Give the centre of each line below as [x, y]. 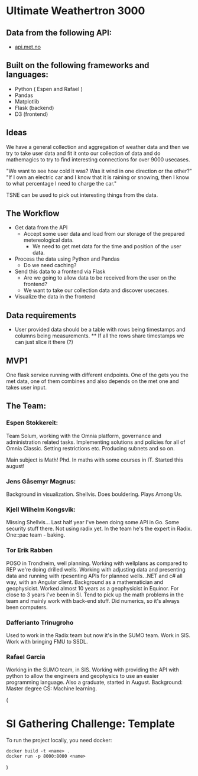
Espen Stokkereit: [32, 423]
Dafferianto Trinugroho [40, 622]
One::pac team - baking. [36, 535]
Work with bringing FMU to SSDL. [47, 641]
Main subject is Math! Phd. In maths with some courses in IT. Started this [95, 460]
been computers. [27, 607]
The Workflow [33, 214]
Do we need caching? [50, 265]
